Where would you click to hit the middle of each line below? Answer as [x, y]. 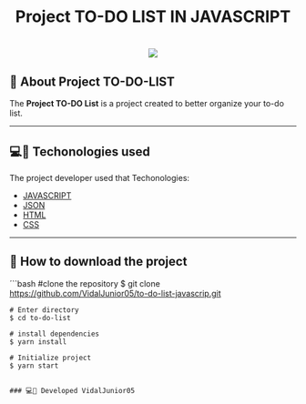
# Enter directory [44, 310]
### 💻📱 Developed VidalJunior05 [72, 390]
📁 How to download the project [98, 262]
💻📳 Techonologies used [80, 151]
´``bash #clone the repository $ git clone [85, 283]
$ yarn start [34, 366]
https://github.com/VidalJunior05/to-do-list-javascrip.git [115, 293]
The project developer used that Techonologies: [99, 178]
